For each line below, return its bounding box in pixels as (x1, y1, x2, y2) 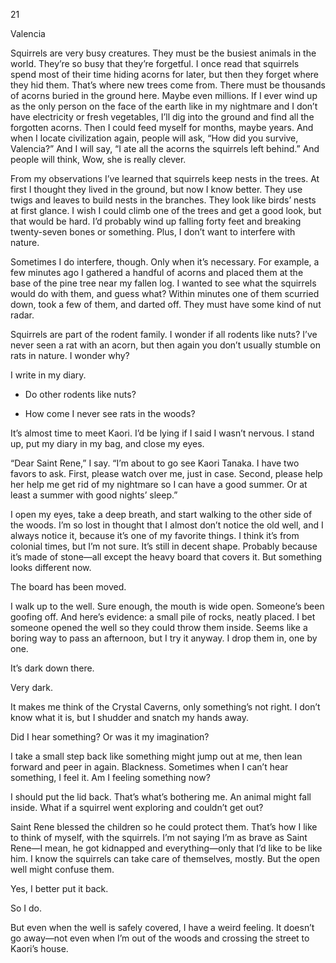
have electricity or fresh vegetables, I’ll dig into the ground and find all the (10, 111, 315, 123)
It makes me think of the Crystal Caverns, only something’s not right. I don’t (10, 701, 321, 713)
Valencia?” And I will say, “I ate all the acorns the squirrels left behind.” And (10, 143, 320, 154)
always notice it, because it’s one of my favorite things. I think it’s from (10, 530, 300, 541)
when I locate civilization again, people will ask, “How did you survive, (10, 132, 299, 144)
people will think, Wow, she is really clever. (10, 154, 187, 165)
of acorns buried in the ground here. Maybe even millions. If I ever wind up (10, 90, 318, 101)
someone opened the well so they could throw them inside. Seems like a (10, 622, 308, 633)
